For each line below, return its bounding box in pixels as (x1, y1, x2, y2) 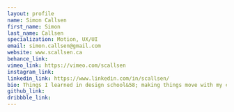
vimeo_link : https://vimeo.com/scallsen (7, 62, 127, 69)
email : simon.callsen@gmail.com (7, 42, 101, 49)
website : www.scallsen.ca (7, 49, 82, 56)
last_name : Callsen (7, 29, 64, 37)
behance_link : (7, 56, 49, 63)
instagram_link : (7, 68, 54, 75)
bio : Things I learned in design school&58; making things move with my (7, 81, 223, 88)
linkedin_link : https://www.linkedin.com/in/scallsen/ (7, 74, 170, 82)
